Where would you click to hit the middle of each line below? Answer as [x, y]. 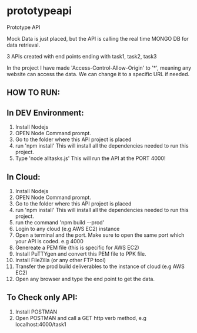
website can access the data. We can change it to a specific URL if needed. [98, 74]
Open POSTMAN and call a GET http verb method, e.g [81, 318]
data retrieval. [24, 45]
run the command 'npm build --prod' [60, 222]
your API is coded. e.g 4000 [49, 241]
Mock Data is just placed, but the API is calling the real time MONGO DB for [98, 38]
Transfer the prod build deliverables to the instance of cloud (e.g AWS [100, 266]
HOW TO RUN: [34, 93]
